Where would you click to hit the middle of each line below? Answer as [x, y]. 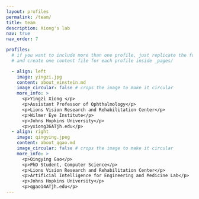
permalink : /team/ [29, 17]
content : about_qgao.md [46, 143]
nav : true [18, 34]
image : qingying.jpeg [43, 137]
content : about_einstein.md [51, 82]
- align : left [29, 71]
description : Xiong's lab [38, 28]
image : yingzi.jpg [39, 77]
